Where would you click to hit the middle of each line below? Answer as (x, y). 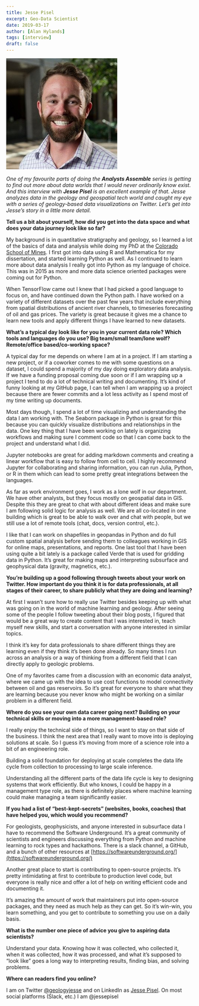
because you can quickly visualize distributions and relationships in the (93, 424)
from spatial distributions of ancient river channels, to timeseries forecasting (99, 308)
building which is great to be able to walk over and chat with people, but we (99, 517)
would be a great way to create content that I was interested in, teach (91, 621)
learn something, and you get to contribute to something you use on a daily (98, 912)
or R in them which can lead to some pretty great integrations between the (97, 474)
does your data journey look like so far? (56, 228)
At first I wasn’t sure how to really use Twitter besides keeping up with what (99, 602)
